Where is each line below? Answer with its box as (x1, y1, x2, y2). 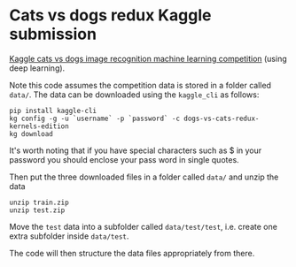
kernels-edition (9, 121, 69, 131)
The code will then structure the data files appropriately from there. (9, 248, 255, 258)
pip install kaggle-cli (9, 106, 97, 115)
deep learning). (9, 63, 66, 73)
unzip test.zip (9, 205, 66, 215)
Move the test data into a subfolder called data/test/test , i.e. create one (9, 221, 277, 232)
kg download (9, 129, 53, 138)
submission (9, 24, 97, 44)
